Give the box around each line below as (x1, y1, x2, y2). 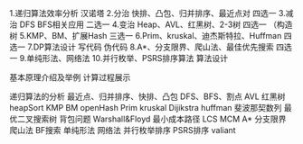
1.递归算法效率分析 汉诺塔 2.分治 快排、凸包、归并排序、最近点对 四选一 (9, 8, 278, 18)
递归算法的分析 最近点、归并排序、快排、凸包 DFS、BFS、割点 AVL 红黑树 (9, 91, 286, 102)
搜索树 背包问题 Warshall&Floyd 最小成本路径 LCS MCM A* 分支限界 (33, 113, 287, 124)
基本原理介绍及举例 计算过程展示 (9, 72, 131, 83)
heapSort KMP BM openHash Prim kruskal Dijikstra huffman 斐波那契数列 (9, 103, 282, 112)
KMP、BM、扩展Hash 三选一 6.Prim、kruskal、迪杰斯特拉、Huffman (25, 31, 282, 40)
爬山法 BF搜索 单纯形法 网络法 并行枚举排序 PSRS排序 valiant (9, 125, 237, 135)
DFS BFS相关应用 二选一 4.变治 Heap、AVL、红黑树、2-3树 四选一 (19, 19, 267, 30)
